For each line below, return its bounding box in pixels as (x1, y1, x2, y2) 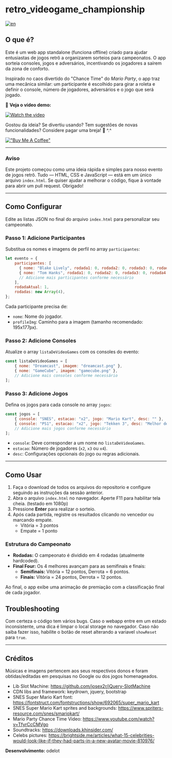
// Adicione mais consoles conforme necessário (14, 373, 118, 378)
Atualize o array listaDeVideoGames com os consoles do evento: (5, 349, 139, 355)
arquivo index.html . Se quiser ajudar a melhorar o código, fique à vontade (5, 177, 161, 183)
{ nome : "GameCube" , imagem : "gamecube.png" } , (14, 368, 118, 373)
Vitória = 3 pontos (20, 522, 59, 528)
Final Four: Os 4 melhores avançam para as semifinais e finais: (12, 563, 146, 570)
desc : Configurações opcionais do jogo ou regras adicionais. (12, 451, 140, 457)
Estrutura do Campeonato (5, 541, 71, 548)
